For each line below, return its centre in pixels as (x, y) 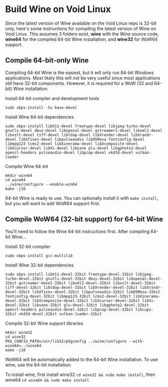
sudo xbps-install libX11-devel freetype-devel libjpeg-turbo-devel (78, 126)
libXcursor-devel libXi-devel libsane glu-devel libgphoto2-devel (76, 148)
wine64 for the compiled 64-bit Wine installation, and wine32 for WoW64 (81, 39)
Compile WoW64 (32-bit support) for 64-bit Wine (84, 219)
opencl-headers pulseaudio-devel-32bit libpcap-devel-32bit (69, 309)
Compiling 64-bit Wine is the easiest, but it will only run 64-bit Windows (79, 72)
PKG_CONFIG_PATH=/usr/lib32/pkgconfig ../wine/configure (66, 341)
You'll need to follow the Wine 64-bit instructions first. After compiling (77, 231)
